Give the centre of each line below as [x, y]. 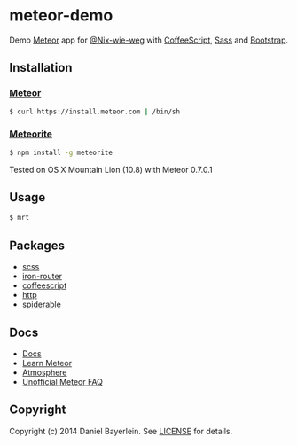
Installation [41, 68]
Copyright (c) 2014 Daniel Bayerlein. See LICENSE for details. [121, 431]
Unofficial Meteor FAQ [63, 381]
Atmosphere [45, 372]
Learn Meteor [47, 363]
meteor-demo [61, 16]
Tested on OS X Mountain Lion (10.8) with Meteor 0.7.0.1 [111, 169]
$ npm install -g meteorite [61, 152]
